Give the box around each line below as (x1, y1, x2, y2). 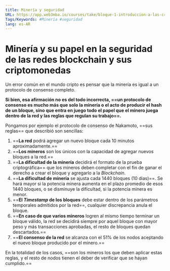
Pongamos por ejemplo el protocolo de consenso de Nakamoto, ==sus (5, 122, 153, 129)
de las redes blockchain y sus (5, 54, 132, 66)
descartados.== (12, 229, 47, 235)
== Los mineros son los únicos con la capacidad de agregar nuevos (12, 149, 154, 155)
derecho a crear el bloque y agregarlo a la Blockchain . (12, 170, 126, 176)
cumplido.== (5, 260, 32, 266)
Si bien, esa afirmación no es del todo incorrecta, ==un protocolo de (5, 97, 151, 103)
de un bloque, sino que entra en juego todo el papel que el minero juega (5, 107, 158, 114)
